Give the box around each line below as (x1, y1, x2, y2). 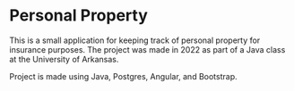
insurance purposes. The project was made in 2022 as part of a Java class (9, 44, 286, 54)
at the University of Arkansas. (9, 54, 119, 64)
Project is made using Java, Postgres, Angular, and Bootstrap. (9, 70, 238, 81)
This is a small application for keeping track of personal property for (9, 35, 261, 45)
